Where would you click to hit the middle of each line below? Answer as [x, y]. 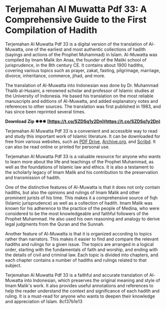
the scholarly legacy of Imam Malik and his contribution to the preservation [82, 172]
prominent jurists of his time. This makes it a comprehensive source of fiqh [81, 198]
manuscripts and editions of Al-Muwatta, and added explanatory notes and [82, 101]
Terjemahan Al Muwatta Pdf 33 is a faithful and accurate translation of [77, 275]
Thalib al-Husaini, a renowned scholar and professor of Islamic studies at [80, 90]
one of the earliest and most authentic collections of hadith [86, 49]
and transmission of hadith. [33, 177]
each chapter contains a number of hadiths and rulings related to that [76, 260]
